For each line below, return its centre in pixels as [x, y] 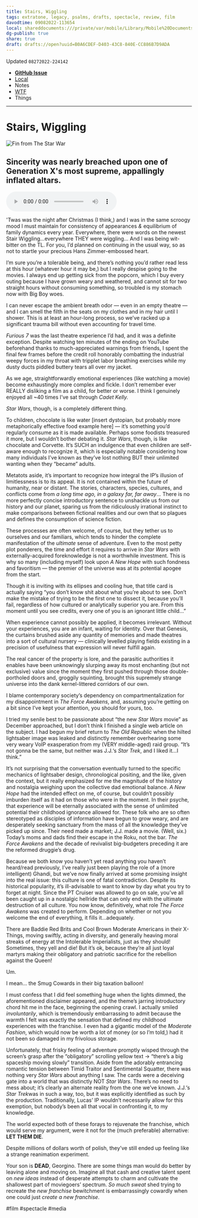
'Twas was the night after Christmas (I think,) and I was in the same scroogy [98, 219]
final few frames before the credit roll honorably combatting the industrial [95, 354]
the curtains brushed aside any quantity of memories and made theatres [94, 635]
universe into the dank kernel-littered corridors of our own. [77, 684]
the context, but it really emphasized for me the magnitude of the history [94, 781]
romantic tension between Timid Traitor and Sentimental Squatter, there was [99, 1069]
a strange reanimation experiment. [48, 1154]
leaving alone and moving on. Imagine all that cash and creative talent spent [98, 1172]
